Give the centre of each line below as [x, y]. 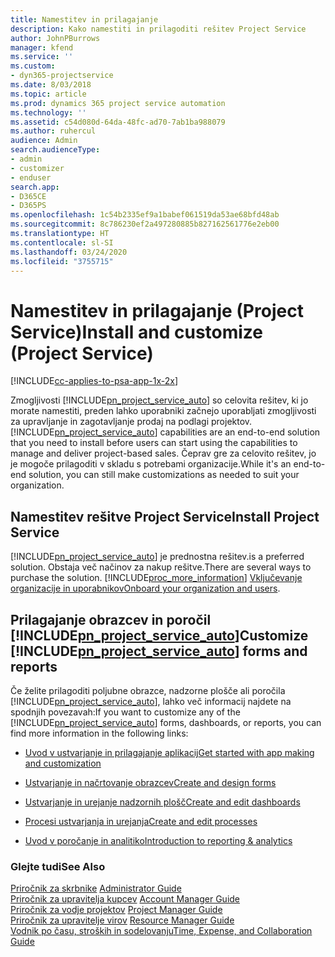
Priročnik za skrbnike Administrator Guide [96, 888]
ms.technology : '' [48, 112]
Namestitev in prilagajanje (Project [157, 310]
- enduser [31, 177]
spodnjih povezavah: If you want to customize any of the [125, 712]
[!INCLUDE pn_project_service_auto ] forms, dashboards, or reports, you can [166, 722]
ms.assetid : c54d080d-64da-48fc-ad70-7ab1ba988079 [118, 122]
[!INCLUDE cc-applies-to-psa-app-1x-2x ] [94, 381]
